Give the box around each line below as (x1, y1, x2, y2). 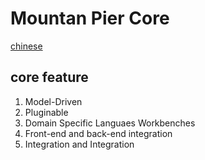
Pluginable (24, 106, 69, 118)
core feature (10, 69, 89, 86)
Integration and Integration (24, 138, 135, 150)
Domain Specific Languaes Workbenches (24, 117, 196, 129)
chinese (10, 40, 43, 52)
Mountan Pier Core (10, 7, 170, 30)
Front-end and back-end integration (24, 127, 173, 139)
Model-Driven (24, 95, 83, 107)
